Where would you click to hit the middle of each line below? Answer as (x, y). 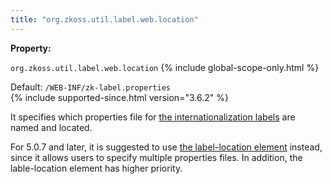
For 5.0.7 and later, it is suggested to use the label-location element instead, (166, 147)
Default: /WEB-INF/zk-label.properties (90, 87)
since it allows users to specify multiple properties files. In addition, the (156, 157)
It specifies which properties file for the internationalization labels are (153, 117)
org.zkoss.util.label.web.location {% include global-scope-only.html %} (165, 67)
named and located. (51, 127)
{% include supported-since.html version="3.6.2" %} (119, 97)
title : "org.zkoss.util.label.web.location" (104, 19)
